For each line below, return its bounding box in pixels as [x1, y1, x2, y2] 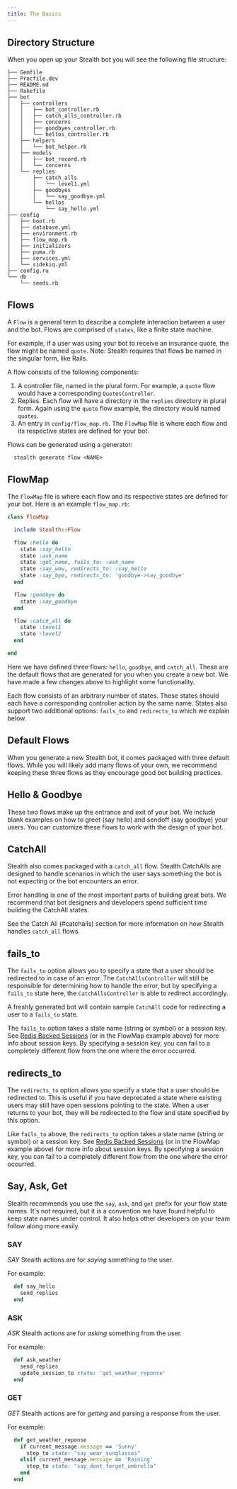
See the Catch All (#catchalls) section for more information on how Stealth [7, 919, 224, 928]
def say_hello [13, 1283, 55, 1290]
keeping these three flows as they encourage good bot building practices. [7, 768, 223, 776]
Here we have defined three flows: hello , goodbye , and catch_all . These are [7, 662, 229, 671]
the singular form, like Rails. [7, 354, 88, 363]
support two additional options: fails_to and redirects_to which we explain [7, 706, 230, 715]
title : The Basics [7, 10, 62, 18]
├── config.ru [7, 267, 50, 275]
